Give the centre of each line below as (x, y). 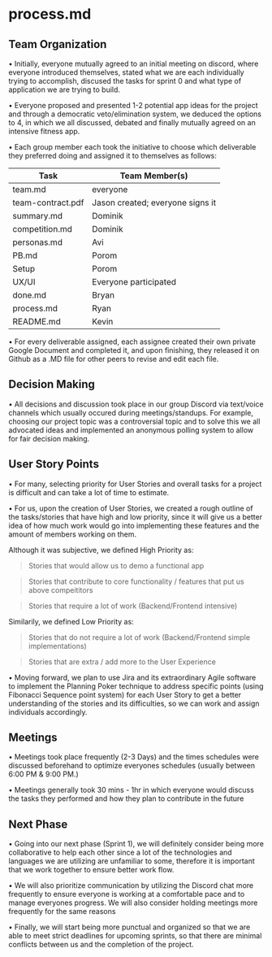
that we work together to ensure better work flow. (91, 870)
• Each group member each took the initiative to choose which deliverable (132, 147)
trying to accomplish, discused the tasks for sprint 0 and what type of (125, 81)
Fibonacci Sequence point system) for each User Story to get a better (125, 694)
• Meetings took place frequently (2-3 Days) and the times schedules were (134, 757)
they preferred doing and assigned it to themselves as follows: (113, 156)
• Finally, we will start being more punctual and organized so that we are (130, 927)
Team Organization (58, 44)
